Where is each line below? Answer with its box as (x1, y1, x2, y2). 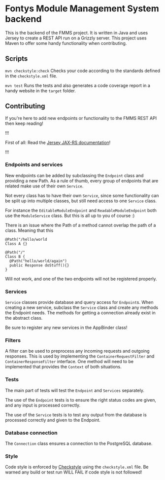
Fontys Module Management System (5, 3, 159, 14)
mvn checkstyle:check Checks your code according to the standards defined (5, 68, 160, 74)
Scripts (5, 55, 28, 63)
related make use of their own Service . (5, 183, 84, 189)
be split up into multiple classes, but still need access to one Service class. (5, 198, 157, 204)
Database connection (5, 429, 58, 436)
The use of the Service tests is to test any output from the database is (5, 411, 147, 417)
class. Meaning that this (5, 227, 54, 233)
